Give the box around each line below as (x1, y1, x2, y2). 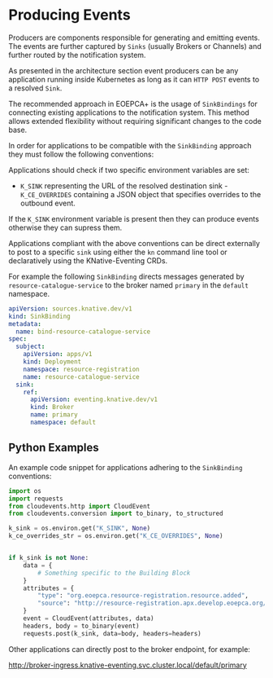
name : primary (29, 411, 79, 419)
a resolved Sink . (8, 83, 63, 93)
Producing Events (8, 6, 132, 24)
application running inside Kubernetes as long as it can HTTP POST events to (8, 74, 260, 84)
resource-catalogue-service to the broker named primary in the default (8, 280, 249, 290)
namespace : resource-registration (23, 365, 140, 373)
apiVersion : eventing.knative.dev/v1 (29, 395, 158, 404)
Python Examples (8, 441, 99, 455)
